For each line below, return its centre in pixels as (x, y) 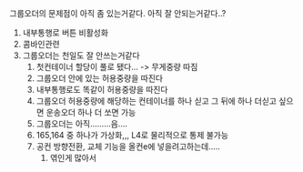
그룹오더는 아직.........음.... (82, 124)
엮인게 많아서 (73, 158)
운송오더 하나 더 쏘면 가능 (91, 112)
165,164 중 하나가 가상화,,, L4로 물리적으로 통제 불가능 (132, 135)
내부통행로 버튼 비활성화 (66, 33)
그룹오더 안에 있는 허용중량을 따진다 (100, 78)
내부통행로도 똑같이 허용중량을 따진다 (102, 90)
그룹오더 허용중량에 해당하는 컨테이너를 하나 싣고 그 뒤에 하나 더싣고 (157, 101)
